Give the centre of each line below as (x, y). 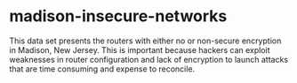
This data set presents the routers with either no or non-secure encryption (145, 41)
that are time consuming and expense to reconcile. (102, 69)
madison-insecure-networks (118, 16)
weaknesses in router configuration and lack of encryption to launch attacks (149, 59)
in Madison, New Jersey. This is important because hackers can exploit (140, 49)
